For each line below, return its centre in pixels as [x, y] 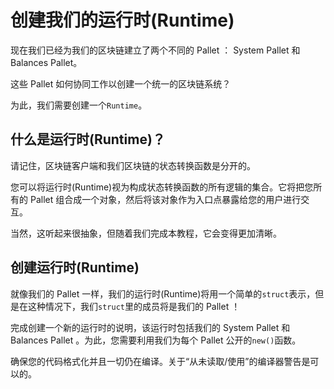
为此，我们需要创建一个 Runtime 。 [79, 105]
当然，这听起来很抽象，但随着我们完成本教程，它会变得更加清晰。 [146, 233]
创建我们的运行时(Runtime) [122, 20]
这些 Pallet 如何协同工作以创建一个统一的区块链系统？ [121, 83]
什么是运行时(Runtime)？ [88, 139]
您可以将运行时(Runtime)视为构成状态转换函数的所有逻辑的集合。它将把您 [162, 187]
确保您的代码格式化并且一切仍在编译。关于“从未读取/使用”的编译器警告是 [160, 361]
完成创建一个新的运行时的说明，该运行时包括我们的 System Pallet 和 [150, 327]
